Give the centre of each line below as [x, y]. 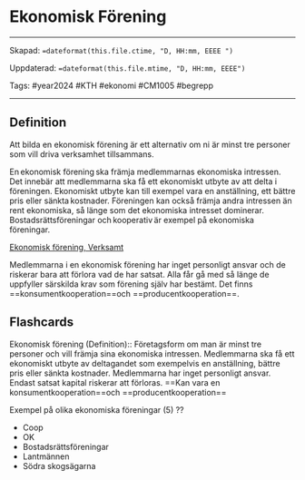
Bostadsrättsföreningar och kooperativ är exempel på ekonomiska [132, 220]
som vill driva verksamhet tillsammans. [82, 154]
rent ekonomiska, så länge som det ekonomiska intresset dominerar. [137, 210]
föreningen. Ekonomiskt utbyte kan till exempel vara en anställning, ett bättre [152, 191]
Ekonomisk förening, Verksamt [67, 247]
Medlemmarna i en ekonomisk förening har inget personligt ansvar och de [148, 264]
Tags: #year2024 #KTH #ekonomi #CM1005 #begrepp [111, 85]
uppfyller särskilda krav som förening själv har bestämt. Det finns [131, 284]
